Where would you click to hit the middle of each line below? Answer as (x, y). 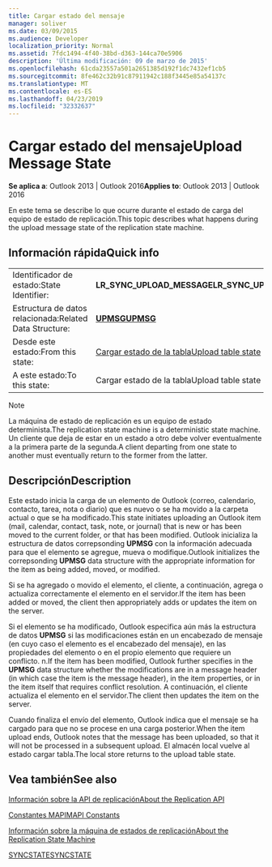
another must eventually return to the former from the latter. (108, 455)
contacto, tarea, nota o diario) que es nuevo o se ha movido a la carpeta (128, 509)
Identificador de (42, 275)
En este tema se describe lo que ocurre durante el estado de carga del (126, 211)
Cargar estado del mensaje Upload (125, 146)
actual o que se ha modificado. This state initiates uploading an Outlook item (135, 517)
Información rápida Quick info (84, 253)
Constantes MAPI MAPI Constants (64, 814)
